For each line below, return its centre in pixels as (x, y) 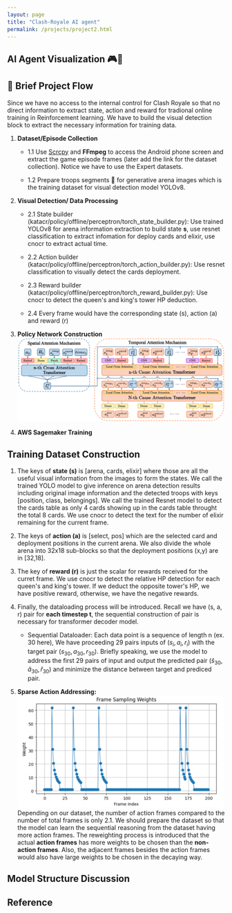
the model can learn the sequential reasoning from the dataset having (116, 828)
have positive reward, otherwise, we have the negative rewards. (108, 594)
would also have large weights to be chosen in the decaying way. (109, 857)
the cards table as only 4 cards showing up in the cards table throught (117, 508)
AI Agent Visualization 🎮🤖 (65, 59)
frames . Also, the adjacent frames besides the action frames (124, 850)
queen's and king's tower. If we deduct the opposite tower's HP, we (113, 586)
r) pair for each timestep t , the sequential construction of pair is (108, 614)
